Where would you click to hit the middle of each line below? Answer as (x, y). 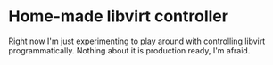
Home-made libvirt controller (119, 16)
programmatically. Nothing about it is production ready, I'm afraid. (129, 50)
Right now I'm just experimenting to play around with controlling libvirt (137, 41)
